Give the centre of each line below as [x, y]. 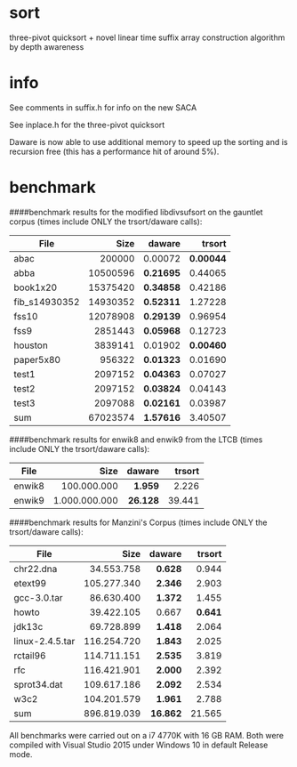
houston [31, 345]
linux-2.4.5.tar [44, 641]
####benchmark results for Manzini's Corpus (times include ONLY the [138, 522]
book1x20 [36, 287]
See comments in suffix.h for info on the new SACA [103, 107]
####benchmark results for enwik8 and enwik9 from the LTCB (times [136, 440]
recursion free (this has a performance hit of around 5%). [114, 151]
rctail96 [30, 655]
